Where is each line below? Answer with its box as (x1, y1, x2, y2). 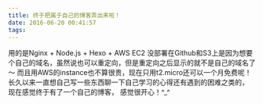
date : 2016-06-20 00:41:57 (8, 19, 97, 27)
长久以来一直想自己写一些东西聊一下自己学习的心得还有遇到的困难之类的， (8, 77, 249, 87)
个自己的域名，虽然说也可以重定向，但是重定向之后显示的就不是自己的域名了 (8, 58, 256, 67)
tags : (8, 26, 26, 34)
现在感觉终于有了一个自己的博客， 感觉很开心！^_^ (8, 88, 170, 97)
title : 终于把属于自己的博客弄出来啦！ (8, 11, 121, 20)
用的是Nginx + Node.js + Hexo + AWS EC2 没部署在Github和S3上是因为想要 (8, 48, 254, 58)
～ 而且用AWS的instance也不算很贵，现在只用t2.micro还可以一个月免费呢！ (8, 68, 252, 77)
